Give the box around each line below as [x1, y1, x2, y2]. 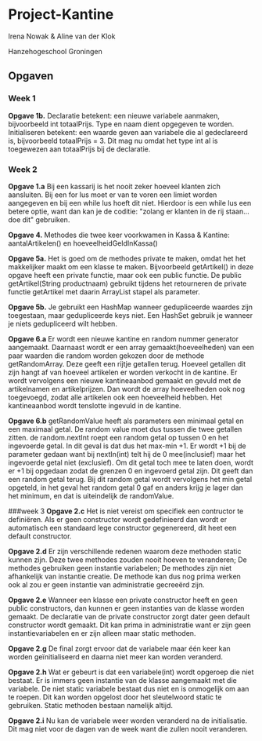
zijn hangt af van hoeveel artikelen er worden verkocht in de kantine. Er [8, 367, 238, 377]
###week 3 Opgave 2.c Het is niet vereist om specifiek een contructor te [8, 506, 244, 516]
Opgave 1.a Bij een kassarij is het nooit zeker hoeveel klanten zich [8, 181, 221, 191]
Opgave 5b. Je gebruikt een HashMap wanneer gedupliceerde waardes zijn [8, 302, 253, 312]
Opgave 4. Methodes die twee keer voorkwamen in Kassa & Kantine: [8, 230, 230, 239]
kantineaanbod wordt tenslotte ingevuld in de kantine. [8, 400, 181, 410]
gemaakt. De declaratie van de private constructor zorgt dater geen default [8, 611, 250, 621]
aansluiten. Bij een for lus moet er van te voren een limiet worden [8, 190, 217, 199]
